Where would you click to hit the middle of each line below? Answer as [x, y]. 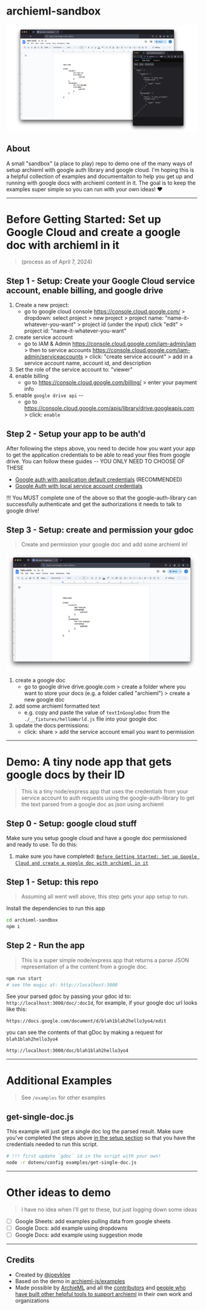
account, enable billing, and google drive [85, 290]
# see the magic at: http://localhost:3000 [62, 985]
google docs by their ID [66, 775]
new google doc [44, 699]
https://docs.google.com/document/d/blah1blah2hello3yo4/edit [86, 1021]
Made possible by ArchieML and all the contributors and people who [100, 1288]
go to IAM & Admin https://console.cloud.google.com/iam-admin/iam [110, 344]
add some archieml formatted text [57, 706]
